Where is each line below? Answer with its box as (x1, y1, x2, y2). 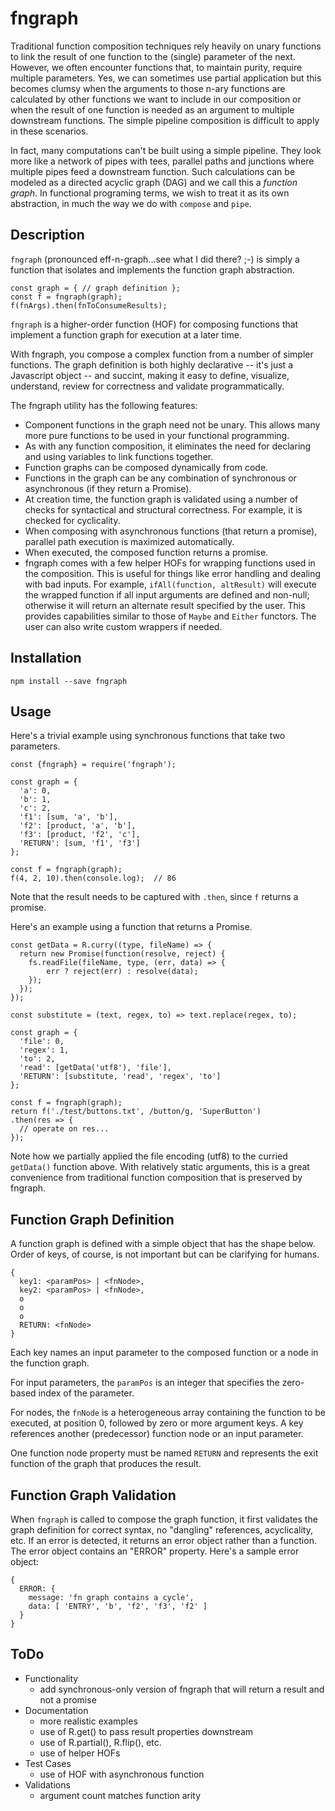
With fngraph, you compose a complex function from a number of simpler (10, 348, 314, 360)
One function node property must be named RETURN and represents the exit (10, 1447, 319, 1459)
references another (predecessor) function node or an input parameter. (10, 1428, 304, 1440)
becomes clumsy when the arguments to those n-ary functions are (10, 82, 286, 94)
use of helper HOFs (39, 1747, 121, 1759)
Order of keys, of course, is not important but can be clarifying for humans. (10, 1248, 320, 1261)
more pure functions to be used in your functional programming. (24, 429, 290, 441)
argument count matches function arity (39, 1789, 202, 1801)
